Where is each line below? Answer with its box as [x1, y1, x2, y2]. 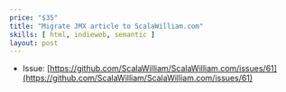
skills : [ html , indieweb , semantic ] [9, 30, 155, 39]
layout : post [9, 38, 59, 48]
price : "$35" [9, 13, 59, 23]
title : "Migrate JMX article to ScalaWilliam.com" [9, 22, 204, 31]
